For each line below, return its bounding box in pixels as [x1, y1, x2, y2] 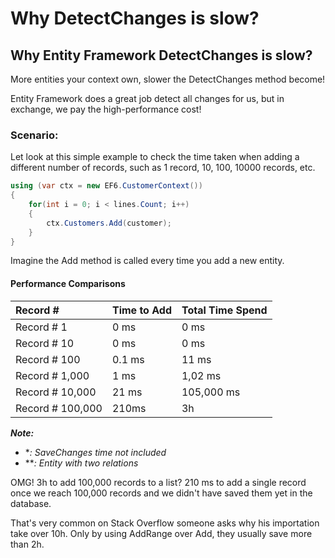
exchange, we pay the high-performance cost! [10, 103, 202, 115]
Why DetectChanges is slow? [10, 7, 260, 30]
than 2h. [10, 538, 45, 550]
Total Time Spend [181, 303, 268, 317]
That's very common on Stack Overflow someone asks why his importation [10, 517, 320, 529]
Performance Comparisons [10, 278, 126, 290]
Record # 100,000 [15, 401, 103, 415]
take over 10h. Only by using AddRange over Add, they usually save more [10, 527, 313, 539]
